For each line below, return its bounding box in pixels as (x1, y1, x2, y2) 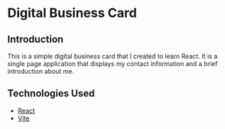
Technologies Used (7, 87, 95, 100)
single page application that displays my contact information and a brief (7, 60, 218, 68)
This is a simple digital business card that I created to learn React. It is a (7, 52, 218, 60)
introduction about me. (7, 67, 75, 75)
